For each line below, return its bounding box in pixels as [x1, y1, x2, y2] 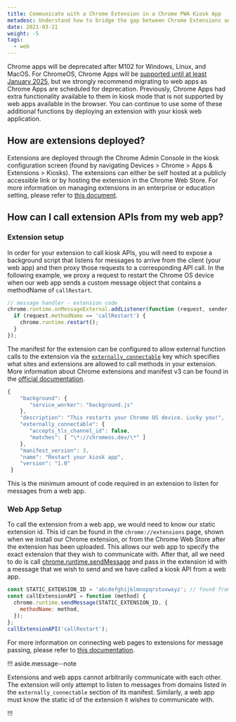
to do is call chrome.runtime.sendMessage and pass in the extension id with [7, 557, 228, 566]
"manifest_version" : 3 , [20, 447, 90, 454]
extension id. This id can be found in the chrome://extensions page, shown [7, 528, 224, 536]
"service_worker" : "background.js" [29, 401, 133, 408]
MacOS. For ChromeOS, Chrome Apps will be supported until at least [7, 70, 207, 78]
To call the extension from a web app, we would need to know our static [7, 520, 216, 529]
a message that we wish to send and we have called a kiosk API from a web [7, 565, 226, 574]
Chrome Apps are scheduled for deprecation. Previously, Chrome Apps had [7, 85, 226, 93]
